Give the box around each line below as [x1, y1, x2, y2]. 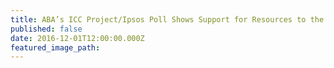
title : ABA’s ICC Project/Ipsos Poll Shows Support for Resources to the [10, 14, 325, 25]
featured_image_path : [10, 42, 101, 53]
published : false [10, 24, 83, 34]
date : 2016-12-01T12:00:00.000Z [10, 33, 145, 43]
